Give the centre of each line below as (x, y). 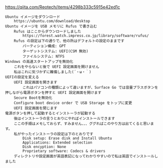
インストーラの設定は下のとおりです (63, 134)
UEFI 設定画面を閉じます (36, 108)
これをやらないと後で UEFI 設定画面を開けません (57, 67)
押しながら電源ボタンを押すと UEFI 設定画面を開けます (53, 93)
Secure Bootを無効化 (33, 98)
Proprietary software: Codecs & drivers (64, 151)
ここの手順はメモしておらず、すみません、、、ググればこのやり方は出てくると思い (82, 124)
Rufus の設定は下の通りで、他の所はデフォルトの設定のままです (69, 41)
